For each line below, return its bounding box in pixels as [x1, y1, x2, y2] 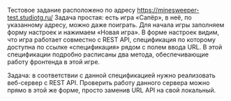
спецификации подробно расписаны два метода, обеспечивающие [7, 50, 209, 59]
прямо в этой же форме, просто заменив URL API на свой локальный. [7, 86, 216, 94]
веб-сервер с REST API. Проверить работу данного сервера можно [7, 79, 210, 86]
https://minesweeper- [137, 6, 200, 14]
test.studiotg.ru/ [7, 13, 54, 22]
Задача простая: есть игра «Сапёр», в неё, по [54, 13, 192, 22]
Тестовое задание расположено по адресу [7, 6, 136, 14]
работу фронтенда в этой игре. [7, 58, 100, 65]
